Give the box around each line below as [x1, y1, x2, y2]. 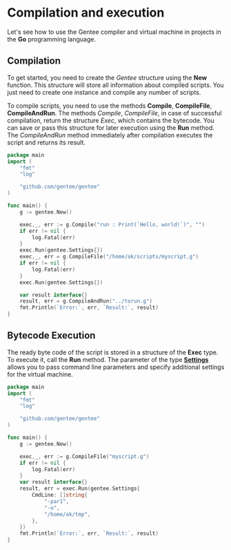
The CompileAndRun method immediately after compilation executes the [7, 131, 213, 139]
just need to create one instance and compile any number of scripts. [7, 88, 201, 96]
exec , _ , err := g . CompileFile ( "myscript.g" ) [19, 453, 150, 460]
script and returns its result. [7, 138, 86, 146]
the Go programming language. [7, 35, 97, 43]
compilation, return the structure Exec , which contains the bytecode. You [7, 116, 215, 124]
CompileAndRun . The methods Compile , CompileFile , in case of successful [7, 108, 222, 117]
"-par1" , [43, 497, 70, 505]
